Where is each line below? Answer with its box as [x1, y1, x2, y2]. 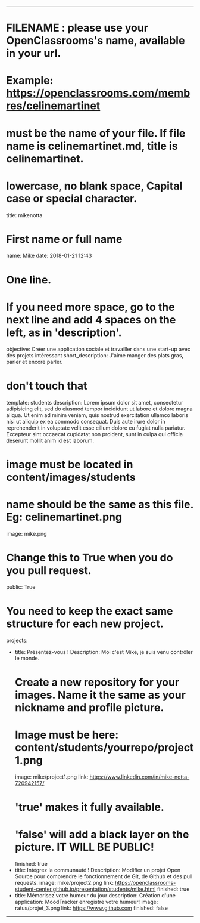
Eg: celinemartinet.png [6, 510, 123, 524]
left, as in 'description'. [6, 326, 122, 339]
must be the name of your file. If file [6, 126, 186, 140]
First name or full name [6, 232, 123, 246]
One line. [6, 273, 52, 286]
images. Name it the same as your [14, 688, 186, 702]
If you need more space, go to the [6, 300, 175, 314]
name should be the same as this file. [6, 498, 193, 511]
